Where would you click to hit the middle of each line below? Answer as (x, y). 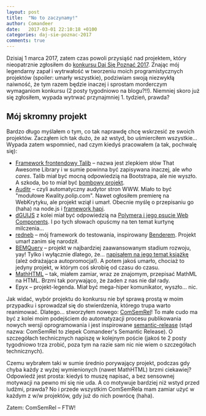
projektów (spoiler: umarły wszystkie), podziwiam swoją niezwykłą (90, 78)
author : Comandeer (30, 23)
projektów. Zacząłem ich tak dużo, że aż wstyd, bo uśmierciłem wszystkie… (102, 138)
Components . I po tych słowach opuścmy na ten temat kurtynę (95, 221)
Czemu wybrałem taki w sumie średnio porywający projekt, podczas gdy (98, 363)
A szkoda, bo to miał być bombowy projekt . (70, 182)
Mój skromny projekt (47, 116)
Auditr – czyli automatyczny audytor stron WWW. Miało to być (93, 189)
